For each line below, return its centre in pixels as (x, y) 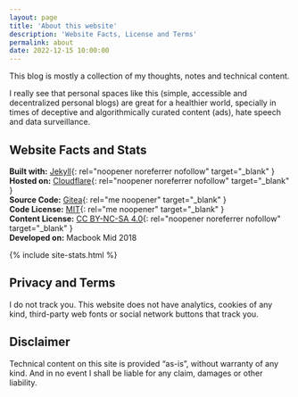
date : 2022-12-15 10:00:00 (59, 51)
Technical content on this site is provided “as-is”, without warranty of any (144, 363)
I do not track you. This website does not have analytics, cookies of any (141, 304)
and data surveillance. (50, 122)
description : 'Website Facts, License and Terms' (103, 34)
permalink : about (41, 42)
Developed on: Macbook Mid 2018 (73, 237)
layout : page (33, 17)
